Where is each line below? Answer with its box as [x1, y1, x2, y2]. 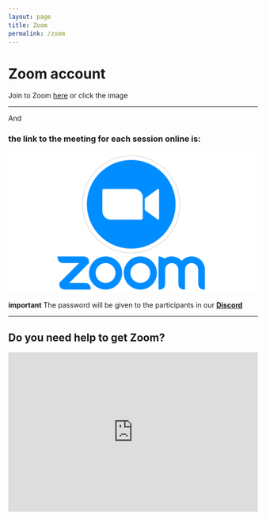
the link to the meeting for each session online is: [8, 133, 201, 144]
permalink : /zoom [8, 29, 66, 37]
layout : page [8, 13, 51, 21]
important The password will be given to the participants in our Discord [8, 300, 243, 310]
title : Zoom [8, 21, 47, 29]
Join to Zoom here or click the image [8, 91, 128, 101]
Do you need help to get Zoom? [8, 331, 165, 344]
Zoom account [8, 64, 106, 82]
